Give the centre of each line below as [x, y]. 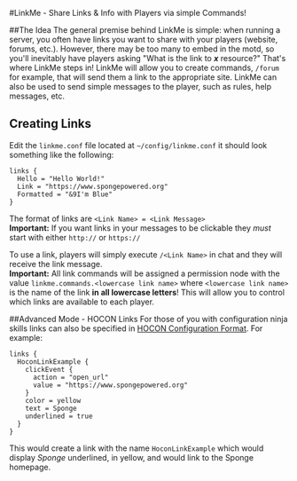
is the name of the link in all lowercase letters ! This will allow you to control [147, 292]
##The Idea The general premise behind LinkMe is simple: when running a [145, 30]
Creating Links [50, 124]
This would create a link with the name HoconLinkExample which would [137, 448]
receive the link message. [56, 264]
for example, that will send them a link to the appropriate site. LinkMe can [143, 77]
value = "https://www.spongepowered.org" [110, 385]
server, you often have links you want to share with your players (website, [144, 39]
